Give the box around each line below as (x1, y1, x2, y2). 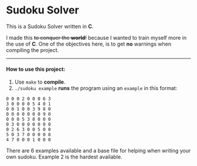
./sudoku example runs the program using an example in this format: (14, 85, 178, 92)
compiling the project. (6, 46, 59, 53)
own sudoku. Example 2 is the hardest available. (6, 153, 123, 161)
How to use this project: (6, 65, 66, 72)
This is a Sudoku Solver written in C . (6, 23, 94, 30)
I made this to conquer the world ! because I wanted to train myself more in (6, 34, 186, 41)
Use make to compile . (14, 78, 66, 85)
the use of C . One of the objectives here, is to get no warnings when (6, 40, 172, 47)
